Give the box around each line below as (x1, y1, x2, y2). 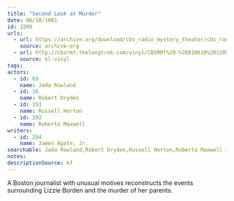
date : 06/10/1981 (7, 17, 58, 24)
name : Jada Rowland (19, 82, 77, 89)
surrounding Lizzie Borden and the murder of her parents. (7, 186, 173, 194)
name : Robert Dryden (19, 95, 79, 102)
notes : (7, 153, 26, 161)
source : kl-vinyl (19, 56, 70, 63)
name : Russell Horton (19, 107, 82, 114)
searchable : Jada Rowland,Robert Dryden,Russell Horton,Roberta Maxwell (7, 147, 223, 154)
